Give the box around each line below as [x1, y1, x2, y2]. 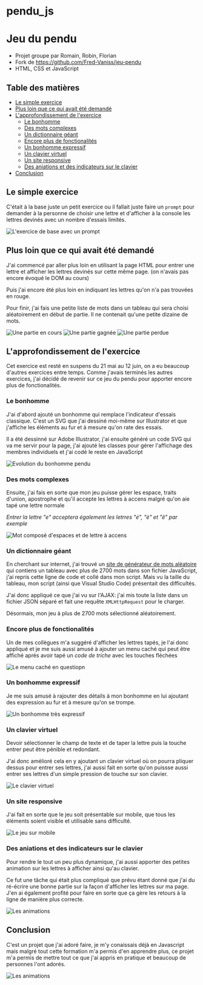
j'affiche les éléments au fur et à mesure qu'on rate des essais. [6, 423, 164, 431]
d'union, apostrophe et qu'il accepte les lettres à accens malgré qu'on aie [6, 495, 190, 503]
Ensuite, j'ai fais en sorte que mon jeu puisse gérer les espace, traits [6, 489, 177, 496]
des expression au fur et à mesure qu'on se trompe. [6, 698, 136, 706]
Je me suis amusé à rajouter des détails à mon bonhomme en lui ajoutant [6, 692, 189, 700]
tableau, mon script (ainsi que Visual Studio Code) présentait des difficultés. [6, 580, 196, 587]
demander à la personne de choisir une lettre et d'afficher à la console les [6, 209, 191, 216]
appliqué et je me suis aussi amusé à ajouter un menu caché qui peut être [6, 645, 190, 652]
